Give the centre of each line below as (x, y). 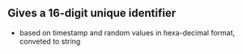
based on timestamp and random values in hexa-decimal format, (127, 32)
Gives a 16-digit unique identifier (92, 13)
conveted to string (50, 41)
